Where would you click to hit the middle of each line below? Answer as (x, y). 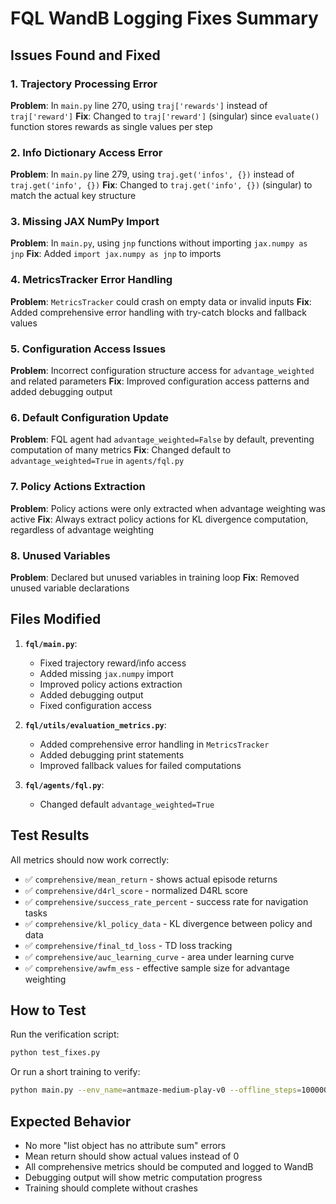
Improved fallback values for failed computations (140, 765)
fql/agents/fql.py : (64, 784)
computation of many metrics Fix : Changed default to (121, 450)
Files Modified (56, 619)
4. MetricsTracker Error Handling (91, 280)
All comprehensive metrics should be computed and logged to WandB (169, 1166)
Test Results (50, 835)
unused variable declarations (70, 588)
